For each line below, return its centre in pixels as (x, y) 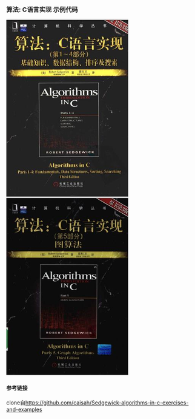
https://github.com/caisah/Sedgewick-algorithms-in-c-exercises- (107, 403)
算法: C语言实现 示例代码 (42, 9)
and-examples (24, 409)
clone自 (16, 403)
